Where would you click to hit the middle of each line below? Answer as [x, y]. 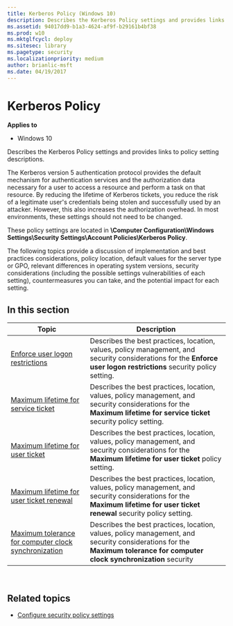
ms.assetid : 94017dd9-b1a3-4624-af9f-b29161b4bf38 [82, 26]
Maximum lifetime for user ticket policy [156, 459]
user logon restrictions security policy [153, 367]
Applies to [22, 125]
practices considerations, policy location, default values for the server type [114, 259]
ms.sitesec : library [37, 46]
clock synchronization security [142, 559]
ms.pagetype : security [40, 53]
